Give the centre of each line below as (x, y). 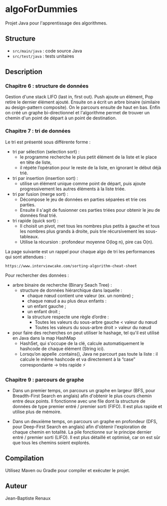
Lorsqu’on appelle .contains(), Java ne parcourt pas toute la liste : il (89, 354)
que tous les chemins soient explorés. (51, 443)
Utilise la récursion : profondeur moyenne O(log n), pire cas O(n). (86, 242)
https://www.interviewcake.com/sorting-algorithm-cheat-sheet (71, 266)
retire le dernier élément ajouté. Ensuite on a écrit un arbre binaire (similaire (83, 102)
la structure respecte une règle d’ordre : (68, 317)
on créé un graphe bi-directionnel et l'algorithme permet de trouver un (78, 113)
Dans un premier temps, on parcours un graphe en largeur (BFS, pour (84, 391)
